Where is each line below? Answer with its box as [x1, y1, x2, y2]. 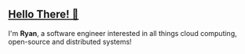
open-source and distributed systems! [8, 37, 132, 46]
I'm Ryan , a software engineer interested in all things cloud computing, [8, 28, 237, 38]
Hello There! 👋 [8, 8, 79, 21]
